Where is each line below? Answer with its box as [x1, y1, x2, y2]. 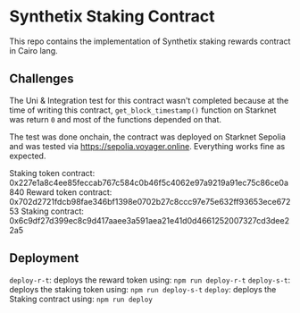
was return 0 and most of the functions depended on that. [9, 114, 221, 124]
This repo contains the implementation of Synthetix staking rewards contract [9, 36, 291, 47]
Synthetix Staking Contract [9, 6, 215, 27]
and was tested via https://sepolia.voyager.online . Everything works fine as [9, 140, 286, 151]
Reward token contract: [26, 186, 112, 198]
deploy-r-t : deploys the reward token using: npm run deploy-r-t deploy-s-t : [9, 275, 291, 285]
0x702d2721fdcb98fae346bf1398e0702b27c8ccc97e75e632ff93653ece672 [9, 196, 291, 207]
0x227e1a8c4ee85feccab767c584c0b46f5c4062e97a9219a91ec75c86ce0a [9, 177, 288, 188]
